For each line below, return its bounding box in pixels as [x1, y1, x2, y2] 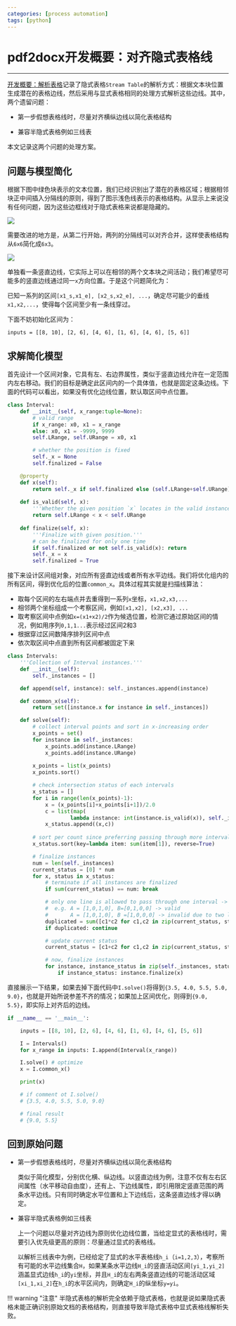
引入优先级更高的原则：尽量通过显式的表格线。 [23, 1238, 159, 1247]
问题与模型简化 [7, 165, 72, 177]
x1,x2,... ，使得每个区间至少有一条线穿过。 [7, 300, 135, 309]
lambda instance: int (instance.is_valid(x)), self [70, 814, 221, 822]
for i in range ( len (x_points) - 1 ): [32, 794, 133, 801]
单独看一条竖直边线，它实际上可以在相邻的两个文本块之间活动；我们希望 [7, 268, 216, 276]
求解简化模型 [7, 350, 63, 362]
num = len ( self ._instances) [32, 860, 114, 867]
